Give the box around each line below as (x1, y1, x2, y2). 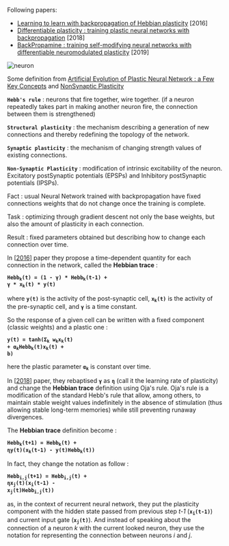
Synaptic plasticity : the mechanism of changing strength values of (7, 144, 202, 151)
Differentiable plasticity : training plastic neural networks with (16, 27, 190, 34)
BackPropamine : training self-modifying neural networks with (16, 41, 192, 49)
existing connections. (7, 151, 68, 159)
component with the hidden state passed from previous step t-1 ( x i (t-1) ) (7, 507, 213, 517)
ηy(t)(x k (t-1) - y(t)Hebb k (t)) (7, 447, 96, 454)
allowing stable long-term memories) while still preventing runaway (7, 406, 196, 414)
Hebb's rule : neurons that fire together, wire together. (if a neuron (7, 95, 195, 103)
